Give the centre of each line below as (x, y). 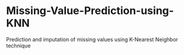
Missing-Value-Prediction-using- (90, 11)
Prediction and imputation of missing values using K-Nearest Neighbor (92, 39)
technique (18, 46)
